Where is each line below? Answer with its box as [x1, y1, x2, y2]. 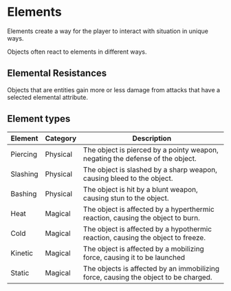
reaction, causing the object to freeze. [82, 233, 206, 242]
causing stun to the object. [82, 193, 169, 203]
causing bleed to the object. [82, 173, 173, 183]
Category [45, 133, 77, 143]
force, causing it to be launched [82, 252, 186, 262]
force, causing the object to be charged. [82, 272, 212, 282]
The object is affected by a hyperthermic [82, 204, 214, 214]
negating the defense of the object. [82, 153, 197, 163]
